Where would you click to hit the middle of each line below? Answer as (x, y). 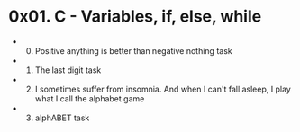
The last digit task (68, 70)
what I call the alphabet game (90, 98)
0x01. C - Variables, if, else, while (135, 17)
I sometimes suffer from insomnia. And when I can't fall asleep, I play (163, 89)
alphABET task (62, 118)
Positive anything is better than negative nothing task (133, 50)
